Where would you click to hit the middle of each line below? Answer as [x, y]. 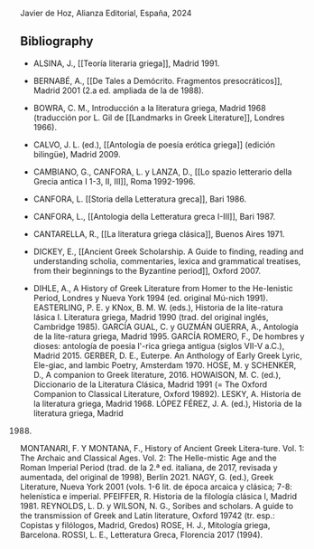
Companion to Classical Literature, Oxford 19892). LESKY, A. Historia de [167, 393]
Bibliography [57, 41]
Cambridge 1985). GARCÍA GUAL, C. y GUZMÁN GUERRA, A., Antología [166, 327]
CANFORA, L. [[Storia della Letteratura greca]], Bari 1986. [140, 199]
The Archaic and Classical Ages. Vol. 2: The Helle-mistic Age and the [148, 458]
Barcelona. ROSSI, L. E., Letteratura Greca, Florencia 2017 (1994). [142, 535]
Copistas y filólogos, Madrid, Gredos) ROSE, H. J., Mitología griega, [145, 525]
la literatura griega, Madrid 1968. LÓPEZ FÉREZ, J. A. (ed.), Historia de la [167, 403]
